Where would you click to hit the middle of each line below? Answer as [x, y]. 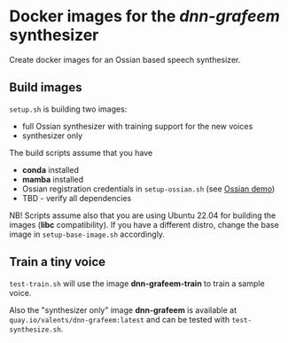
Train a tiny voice [58, 262]
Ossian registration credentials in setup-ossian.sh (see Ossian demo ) [148, 189]
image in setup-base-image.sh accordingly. [87, 234]
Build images [46, 87]
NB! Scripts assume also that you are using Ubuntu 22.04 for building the [143, 215]
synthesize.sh [35, 330]
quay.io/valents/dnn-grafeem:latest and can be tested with [120, 319]
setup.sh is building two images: [68, 109]
